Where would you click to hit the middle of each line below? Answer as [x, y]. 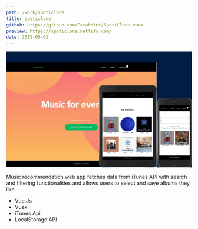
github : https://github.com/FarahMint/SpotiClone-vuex [75, 25]
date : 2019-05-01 [27, 37]
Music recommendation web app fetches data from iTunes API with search [97, 177]
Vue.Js [23, 201]
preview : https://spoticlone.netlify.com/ [59, 31]
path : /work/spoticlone [35, 12]
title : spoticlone [29, 19]
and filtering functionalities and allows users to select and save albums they [98, 183]
